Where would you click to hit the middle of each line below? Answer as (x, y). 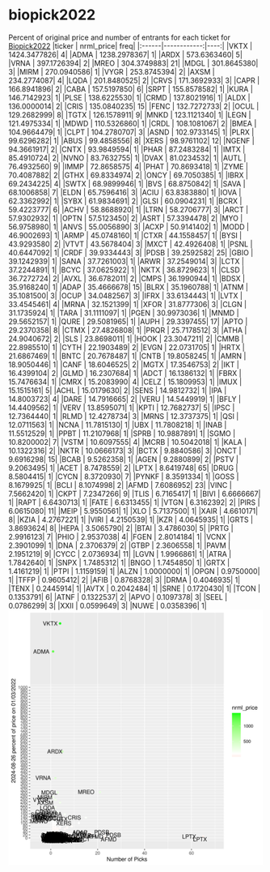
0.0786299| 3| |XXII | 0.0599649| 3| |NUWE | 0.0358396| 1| (108, 605)
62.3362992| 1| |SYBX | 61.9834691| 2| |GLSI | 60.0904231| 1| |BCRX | (125, 201)
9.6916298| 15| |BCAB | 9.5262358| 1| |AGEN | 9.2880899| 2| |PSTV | (124, 459)
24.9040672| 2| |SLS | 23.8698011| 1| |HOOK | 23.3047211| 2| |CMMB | (126, 339)
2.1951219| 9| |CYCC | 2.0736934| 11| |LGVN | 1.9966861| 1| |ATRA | (120, 554)
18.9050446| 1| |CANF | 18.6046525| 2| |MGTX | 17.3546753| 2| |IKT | (124, 364)
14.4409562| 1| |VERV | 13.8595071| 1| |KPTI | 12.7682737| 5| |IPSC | (122, 408)
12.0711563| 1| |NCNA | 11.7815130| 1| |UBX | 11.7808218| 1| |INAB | (118, 425)
